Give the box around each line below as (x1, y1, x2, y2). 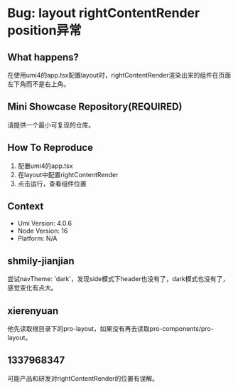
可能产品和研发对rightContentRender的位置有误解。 (7, 374, 158, 382)
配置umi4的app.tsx (17, 162, 73, 170)
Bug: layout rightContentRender (7, 5, 200, 21)
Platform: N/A (17, 234, 58, 243)
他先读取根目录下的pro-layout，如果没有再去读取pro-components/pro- (7, 325, 215, 333)
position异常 (7, 23, 82, 38)
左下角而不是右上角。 (7, 80, 70, 88)
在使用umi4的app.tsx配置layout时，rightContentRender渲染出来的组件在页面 (7, 71, 232, 79)
